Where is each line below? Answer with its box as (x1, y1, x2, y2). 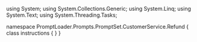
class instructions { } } (6, 29, 61, 37)
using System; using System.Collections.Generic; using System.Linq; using (6, 5, 191, 12)
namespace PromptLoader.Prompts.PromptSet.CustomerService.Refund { (6, 23, 189, 30)
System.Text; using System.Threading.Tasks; (6, 11, 118, 19)
